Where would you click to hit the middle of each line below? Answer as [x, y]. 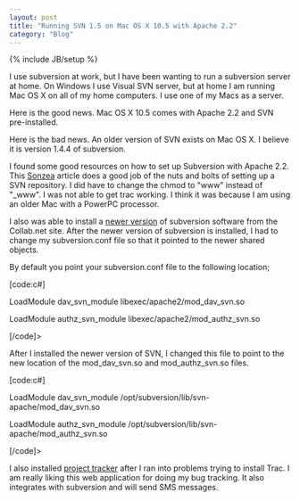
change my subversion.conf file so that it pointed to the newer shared [137, 241]
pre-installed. [34, 122]
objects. [24, 250]
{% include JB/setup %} [54, 60]
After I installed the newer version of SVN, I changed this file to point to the [147, 354]
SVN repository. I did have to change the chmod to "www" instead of [136, 185]
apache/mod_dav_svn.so [55, 407]
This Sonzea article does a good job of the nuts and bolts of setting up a [142, 176]
